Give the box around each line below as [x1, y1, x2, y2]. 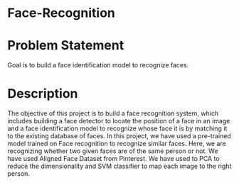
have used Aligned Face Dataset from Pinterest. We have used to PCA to [7, 155, 220, 163]
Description [7, 86, 78, 102]
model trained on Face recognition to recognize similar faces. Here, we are [7, 140, 226, 148]
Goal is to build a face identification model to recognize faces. [7, 61, 189, 69]
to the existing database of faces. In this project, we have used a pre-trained [7, 132, 231, 140]
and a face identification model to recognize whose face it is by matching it [7, 124, 228, 133]
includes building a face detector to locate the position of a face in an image [7, 117, 230, 125]
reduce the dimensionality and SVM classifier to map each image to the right [7, 162, 232, 171]
